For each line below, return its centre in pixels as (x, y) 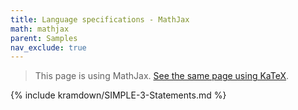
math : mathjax (40, 29)
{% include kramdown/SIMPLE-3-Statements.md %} (118, 95)
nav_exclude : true (48, 47)
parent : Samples (44, 38)
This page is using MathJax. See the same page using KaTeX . (162, 76)
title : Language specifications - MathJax (100, 19)
